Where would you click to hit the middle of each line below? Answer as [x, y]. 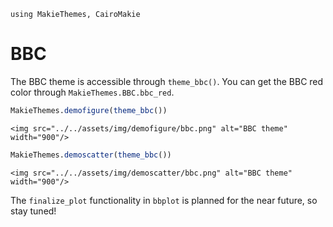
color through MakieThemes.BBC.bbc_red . [92, 92]
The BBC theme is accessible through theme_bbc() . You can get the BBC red [167, 81]
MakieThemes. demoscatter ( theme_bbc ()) [91, 155]
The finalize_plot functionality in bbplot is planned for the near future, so [164, 200]
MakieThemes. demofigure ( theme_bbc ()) [89, 110]
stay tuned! [33, 211]
